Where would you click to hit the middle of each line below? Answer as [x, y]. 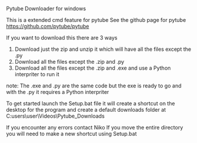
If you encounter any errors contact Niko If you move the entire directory [95, 127]
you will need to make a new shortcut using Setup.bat [72, 134]
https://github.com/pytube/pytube [48, 26]
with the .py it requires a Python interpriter [58, 92]
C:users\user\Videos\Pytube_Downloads [55, 116]
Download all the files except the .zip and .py [69, 62]
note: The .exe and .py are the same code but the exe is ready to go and [94, 86]
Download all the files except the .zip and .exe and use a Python [93, 68]
